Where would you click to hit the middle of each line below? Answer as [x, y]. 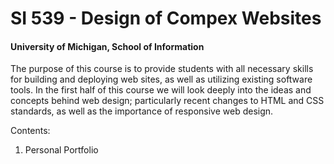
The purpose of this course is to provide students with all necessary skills [162, 69]
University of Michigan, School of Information [107, 46]
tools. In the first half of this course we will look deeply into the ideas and [161, 90]
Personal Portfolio [61, 150]
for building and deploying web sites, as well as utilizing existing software [161, 79]
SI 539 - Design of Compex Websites [166, 18]
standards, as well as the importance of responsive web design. [142, 111]
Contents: [30, 131]
